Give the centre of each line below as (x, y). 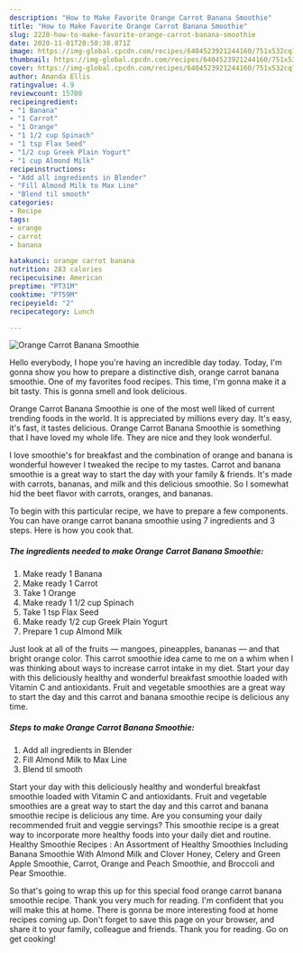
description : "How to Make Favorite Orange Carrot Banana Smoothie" (141, 18)
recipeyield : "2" (42, 303)
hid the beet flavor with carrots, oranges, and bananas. (111, 494)
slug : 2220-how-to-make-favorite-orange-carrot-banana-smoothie (133, 34)
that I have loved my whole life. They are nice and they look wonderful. (141, 438)
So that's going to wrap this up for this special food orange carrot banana (146, 891)
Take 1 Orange (49, 593)
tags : (19, 219)
